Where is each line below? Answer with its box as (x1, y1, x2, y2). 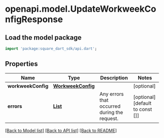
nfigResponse (5, 14, 63, 25)
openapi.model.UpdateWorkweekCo (5, 3, 156, 15)
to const (133, 106, 152, 113)
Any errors (99, 91, 124, 97)
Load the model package (5, 33, 82, 42)
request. (99, 115, 119, 122)
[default (133, 99, 152, 106)
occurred (99, 103, 121, 110)
